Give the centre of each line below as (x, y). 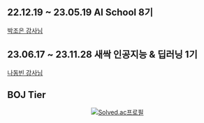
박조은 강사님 (25, 31)
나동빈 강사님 (25, 72)
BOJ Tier (27, 95)
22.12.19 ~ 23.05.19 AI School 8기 (80, 13)
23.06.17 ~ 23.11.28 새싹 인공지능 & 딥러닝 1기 (102, 55)
